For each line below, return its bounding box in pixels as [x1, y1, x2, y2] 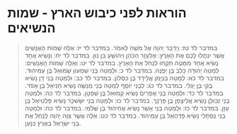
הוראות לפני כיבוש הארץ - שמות [7, 5, 187, 21]
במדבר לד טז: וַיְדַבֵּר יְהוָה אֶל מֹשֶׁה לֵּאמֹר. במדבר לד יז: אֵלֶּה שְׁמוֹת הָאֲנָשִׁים [24, 43, 218, 52]
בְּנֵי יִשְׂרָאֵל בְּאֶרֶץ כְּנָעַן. [24, 118, 81, 127]
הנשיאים [7, 20, 56, 36]
